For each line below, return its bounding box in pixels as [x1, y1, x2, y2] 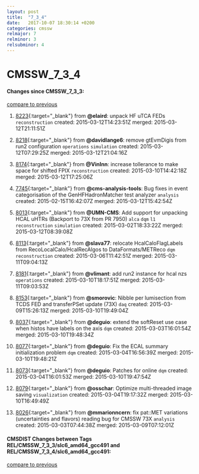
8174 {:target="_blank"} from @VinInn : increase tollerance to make [15, 161, 179, 168]
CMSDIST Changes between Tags [7, 435, 92, 442]
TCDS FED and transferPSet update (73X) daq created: [15, 301, 149, 308]
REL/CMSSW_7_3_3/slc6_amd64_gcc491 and [7, 441, 121, 448]
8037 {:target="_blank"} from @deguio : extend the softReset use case [15, 319, 188, 326]
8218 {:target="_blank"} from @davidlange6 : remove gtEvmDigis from [15, 136, 187, 144]
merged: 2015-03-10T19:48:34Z [15, 331, 94, 338]
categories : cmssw [7, 25, 52, 32]
